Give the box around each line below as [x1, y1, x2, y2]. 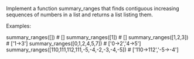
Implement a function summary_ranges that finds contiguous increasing [6, 5, 180, 12]
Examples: [6, 23, 31, 29]
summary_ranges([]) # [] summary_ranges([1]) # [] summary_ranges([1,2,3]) [6, 34, 189, 40]
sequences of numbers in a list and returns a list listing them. [6, 11, 154, 18]
